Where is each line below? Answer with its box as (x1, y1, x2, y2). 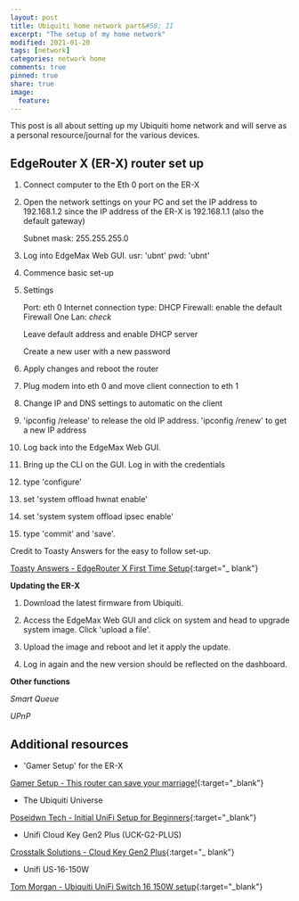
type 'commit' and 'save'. (22, 528, 116, 540)
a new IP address (22, 425, 87, 435)
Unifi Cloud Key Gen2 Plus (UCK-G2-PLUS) (22, 830, 182, 839)
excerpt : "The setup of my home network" (10, 29, 166, 38)
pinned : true (10, 71, 59, 80)
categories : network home (10, 54, 106, 63)
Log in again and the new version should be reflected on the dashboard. (22, 659, 287, 670)
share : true (10, 79, 54, 88)
